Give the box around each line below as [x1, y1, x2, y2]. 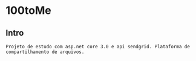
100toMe [5, 4, 52, 18]
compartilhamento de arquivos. [5, 49, 85, 55]
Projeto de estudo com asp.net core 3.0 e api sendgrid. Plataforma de [5, 43, 190, 50]
